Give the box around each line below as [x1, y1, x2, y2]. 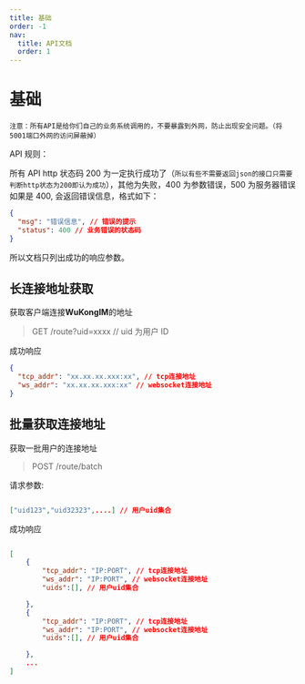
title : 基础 [9, 13, 52, 23]
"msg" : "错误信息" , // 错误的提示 [17, 217, 137, 226]
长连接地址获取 [9, 281, 94, 296]
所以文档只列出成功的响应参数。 [9, 251, 129, 262]
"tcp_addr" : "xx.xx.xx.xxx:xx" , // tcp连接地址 [17, 373, 196, 382]
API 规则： [9, 148, 49, 159]
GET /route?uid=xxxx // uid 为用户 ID [31, 326, 169, 337]
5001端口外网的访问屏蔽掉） [9, 131, 101, 141]
